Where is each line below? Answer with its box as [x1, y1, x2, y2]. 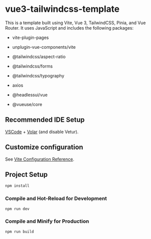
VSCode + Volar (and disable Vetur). [5, 129, 79, 135]
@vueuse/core [12, 101, 43, 107]
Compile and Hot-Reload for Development [5, 195, 107, 202]
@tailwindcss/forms [12, 63, 53, 69]
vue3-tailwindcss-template [5, 3, 120, 15]
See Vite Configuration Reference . [5, 156, 75, 162]
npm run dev [5, 206, 30, 211]
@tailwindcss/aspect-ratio [12, 53, 66, 60]
